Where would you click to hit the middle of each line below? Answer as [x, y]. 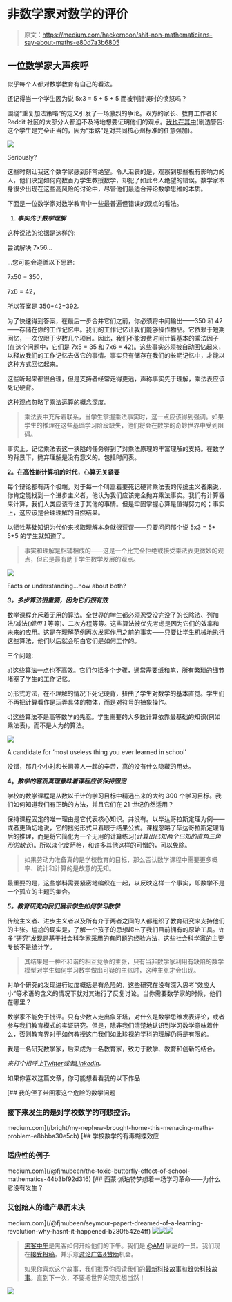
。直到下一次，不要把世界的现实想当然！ [88, 1277]
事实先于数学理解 [41, 218]
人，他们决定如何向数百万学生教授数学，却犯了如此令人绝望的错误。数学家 [113, 180]
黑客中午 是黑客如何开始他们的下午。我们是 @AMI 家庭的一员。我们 [119, 1245]
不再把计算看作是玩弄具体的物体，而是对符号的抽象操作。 [89, 702]
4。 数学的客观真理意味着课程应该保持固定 [67, 781]
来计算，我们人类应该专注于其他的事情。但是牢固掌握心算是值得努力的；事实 [116, 504]
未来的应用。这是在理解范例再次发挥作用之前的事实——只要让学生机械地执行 [116, 632]
